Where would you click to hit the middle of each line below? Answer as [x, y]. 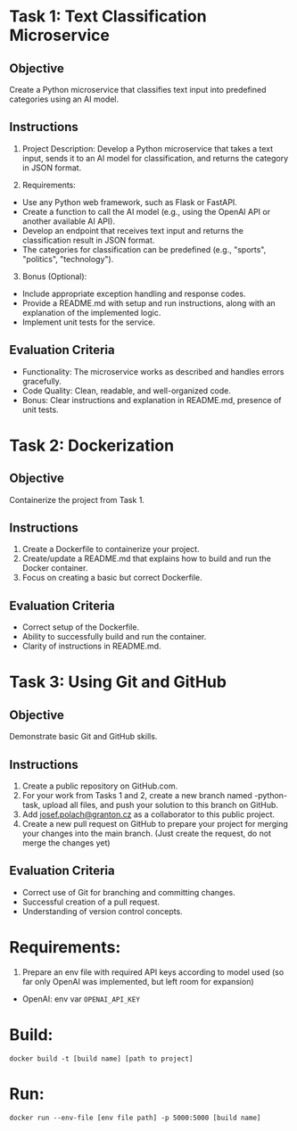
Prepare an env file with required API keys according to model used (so [153, 972]
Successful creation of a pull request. [91, 902]
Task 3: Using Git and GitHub [118, 682]
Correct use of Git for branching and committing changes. [128, 892]
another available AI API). [69, 221]
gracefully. [42, 381]
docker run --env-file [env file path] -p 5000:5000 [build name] [135, 1118]
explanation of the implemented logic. [91, 312]
